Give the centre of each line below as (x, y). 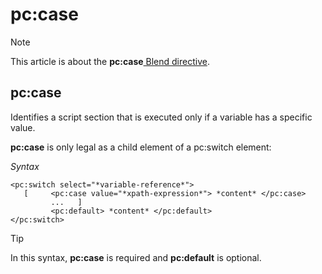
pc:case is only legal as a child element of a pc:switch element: (141, 147)
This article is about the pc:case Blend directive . (110, 61)
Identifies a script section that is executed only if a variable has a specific (161, 117)
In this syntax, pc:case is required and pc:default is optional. (136, 257)
